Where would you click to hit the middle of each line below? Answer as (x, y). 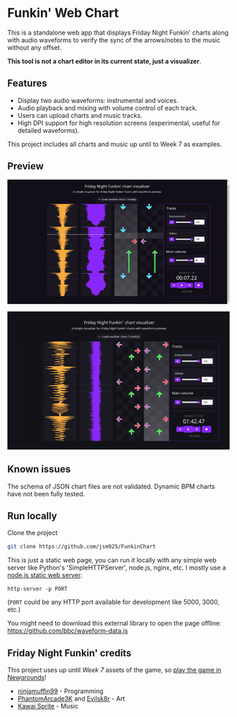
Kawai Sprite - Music (48, 706)
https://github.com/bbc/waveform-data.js (68, 631)
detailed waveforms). (48, 130)
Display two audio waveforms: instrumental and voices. (98, 100)
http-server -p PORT (38, 589)
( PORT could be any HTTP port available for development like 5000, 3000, (114, 602)
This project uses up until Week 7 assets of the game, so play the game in (115, 670)
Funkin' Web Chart (63, 13)
